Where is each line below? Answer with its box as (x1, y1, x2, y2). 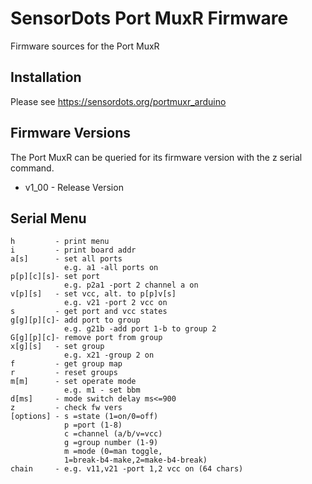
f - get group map (10, 359, 123, 369)
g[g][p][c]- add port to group (10, 315, 141, 326)
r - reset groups (10, 368, 118, 378)
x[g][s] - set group (10, 342, 105, 352)
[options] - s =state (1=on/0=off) (10, 412, 159, 422)
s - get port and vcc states (10, 307, 168, 317)
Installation (10, 69, 82, 86)
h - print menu (10, 237, 110, 247)
